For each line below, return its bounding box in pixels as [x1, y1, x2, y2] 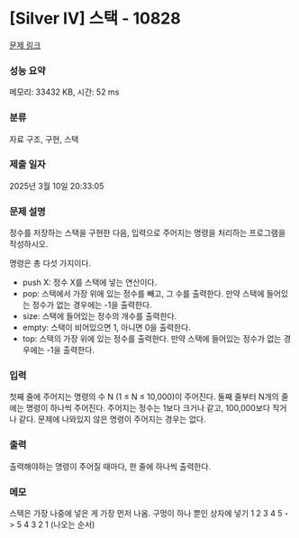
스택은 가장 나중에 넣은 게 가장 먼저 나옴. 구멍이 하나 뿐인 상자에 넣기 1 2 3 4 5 [9, 508, 283, 519]
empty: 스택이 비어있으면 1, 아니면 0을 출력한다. [22, 322, 191, 333]
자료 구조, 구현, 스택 [9, 133, 79, 144]
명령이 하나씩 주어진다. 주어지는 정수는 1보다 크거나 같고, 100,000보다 [25, 403, 271, 414]
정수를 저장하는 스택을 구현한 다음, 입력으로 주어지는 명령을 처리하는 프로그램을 [9, 227, 286, 239]
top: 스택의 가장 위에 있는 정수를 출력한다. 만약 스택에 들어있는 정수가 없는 [22, 333, 282, 344]
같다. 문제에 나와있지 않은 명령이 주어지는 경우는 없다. [18, 414, 206, 424]
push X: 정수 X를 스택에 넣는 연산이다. [22, 277, 158, 288]
